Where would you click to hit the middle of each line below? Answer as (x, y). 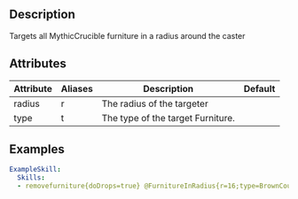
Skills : (31, 178)
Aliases (77, 88)
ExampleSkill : (35, 170)
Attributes (38, 64)
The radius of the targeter (155, 103)
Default (259, 88)
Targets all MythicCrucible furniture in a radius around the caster (127, 35)
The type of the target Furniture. (168, 118)
